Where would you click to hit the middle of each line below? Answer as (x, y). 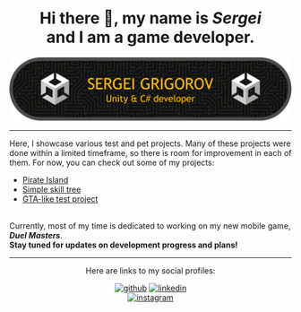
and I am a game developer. (150, 37)
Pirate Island (45, 179)
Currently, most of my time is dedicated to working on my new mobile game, (150, 225)
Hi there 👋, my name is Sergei (150, 18)
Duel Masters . (36, 235)
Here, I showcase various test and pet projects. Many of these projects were (150, 143)
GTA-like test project (60, 199)
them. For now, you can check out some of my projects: (112, 162)
